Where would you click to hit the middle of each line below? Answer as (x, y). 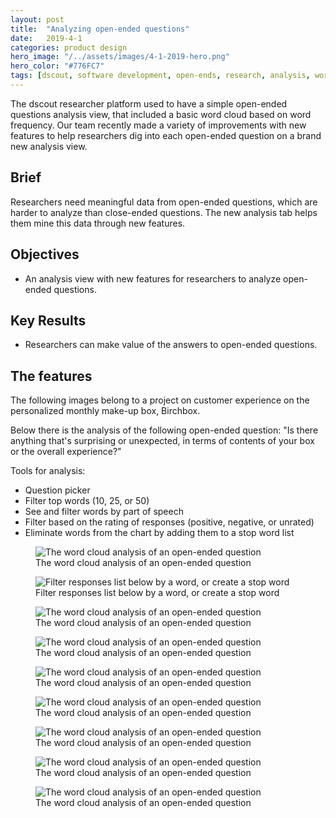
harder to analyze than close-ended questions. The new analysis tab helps (164, 212)
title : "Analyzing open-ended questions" (100, 29)
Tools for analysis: (48, 471)
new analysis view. (49, 146)
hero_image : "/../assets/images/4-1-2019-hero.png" (120, 57)
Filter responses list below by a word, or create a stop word (157, 593)
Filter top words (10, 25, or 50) (87, 501)
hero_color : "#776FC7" (57, 66)
